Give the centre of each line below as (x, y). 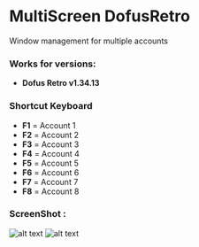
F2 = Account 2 (50, 135)
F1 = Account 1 (49, 125)
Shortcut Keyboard (51, 106)
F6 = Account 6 (50, 172)
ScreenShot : (38, 214)
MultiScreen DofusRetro (99, 16)
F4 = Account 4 (50, 153)
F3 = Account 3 (50, 144)
